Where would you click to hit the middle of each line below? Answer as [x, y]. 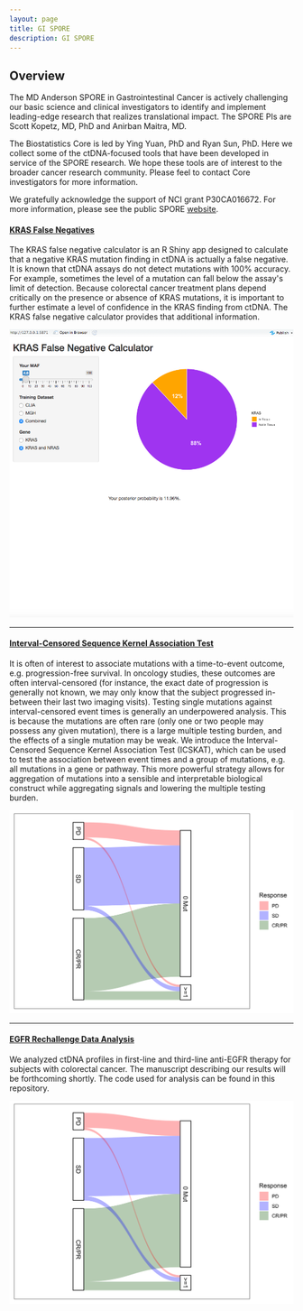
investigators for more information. [73, 182]
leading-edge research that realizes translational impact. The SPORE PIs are [151, 116]
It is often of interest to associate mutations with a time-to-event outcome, [147, 663]
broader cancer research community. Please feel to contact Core [130, 172]
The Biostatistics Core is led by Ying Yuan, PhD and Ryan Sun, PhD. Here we [151, 143]
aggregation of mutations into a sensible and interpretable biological [136, 778]
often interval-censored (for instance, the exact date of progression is [139, 682]
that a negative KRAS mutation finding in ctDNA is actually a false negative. [149, 259]
